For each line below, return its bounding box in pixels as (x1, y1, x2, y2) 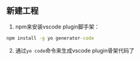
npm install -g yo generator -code (6, 35, 95, 41)
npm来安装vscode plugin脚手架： (15, 23, 100, 30)
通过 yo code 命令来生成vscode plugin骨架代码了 (15, 47, 134, 54)
